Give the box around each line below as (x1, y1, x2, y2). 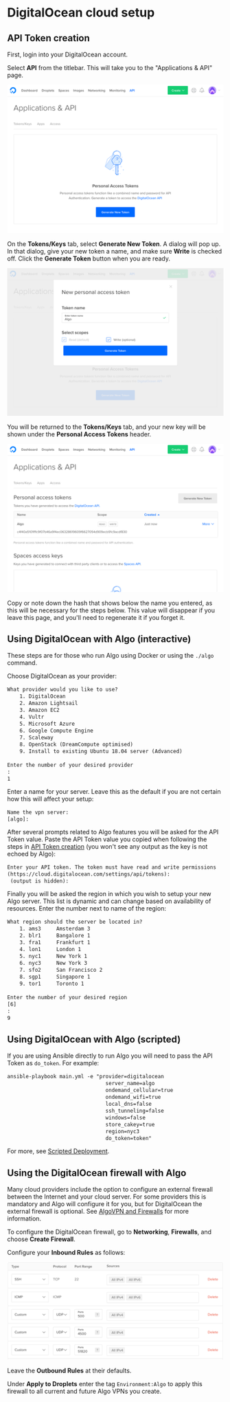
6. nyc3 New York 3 (19, 960, 88, 967)
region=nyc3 (105, 1128, 139, 1135)
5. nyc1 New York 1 (19, 953, 88, 960)
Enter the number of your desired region (7, 994, 128, 1001)
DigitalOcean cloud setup (7, 5, 155, 21)
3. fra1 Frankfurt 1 (19, 939, 91, 946)
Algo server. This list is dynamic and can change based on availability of (7, 897, 211, 905)
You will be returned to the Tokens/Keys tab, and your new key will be (7, 423, 206, 431)
